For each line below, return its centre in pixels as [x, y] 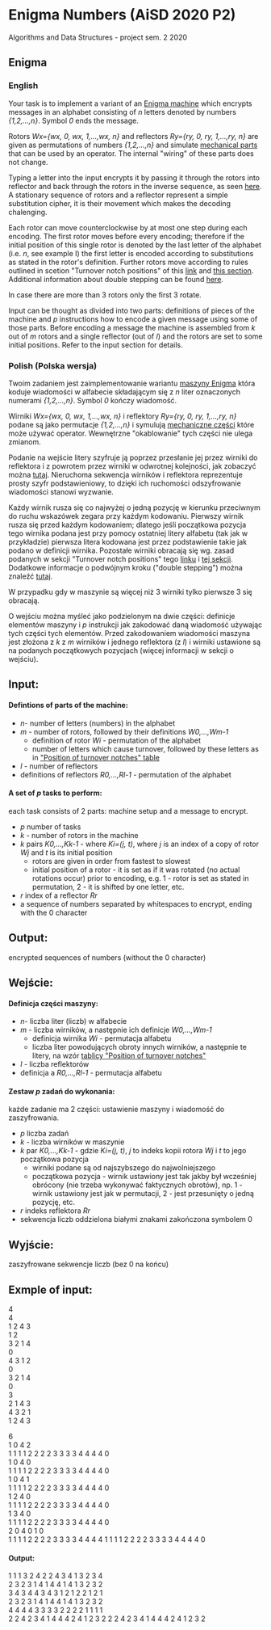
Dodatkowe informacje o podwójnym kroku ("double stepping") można [126, 567]
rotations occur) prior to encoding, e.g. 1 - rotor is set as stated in [140, 878]
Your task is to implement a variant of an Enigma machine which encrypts [130, 103]
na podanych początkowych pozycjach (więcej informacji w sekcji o [121, 650]
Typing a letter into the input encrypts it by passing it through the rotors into [134, 177]
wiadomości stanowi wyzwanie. [61, 491]
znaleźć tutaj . [31, 576]
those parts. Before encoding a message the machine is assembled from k [132, 327]
